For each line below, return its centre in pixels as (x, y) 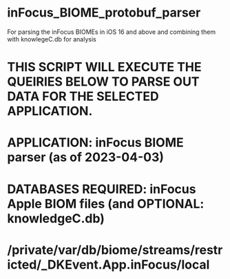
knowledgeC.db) (56, 218)
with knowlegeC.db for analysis (52, 39)
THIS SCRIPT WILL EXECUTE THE (104, 67)
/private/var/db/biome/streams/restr (115, 250)
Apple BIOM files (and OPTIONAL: (106, 203)
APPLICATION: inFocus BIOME (95, 143)
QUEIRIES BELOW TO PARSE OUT (103, 82)
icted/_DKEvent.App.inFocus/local (108, 264)
